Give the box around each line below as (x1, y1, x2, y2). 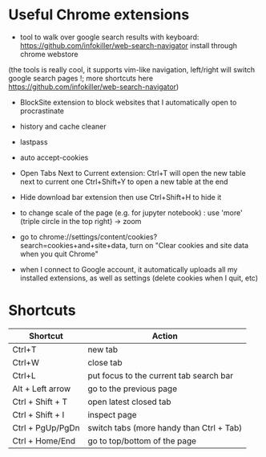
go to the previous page (87, 383, 178, 394)
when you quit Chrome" (19, 249, 99, 259)
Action (151, 330, 178, 341)
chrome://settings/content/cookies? (38, 231, 158, 242)
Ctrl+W (12, 357, 40, 368)
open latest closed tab (87, 396, 171, 407)
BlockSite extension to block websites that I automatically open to (19, 97, 237, 107)
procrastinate (19, 106, 65, 116)
